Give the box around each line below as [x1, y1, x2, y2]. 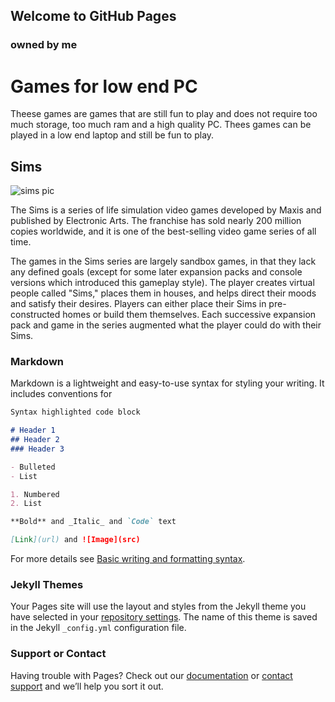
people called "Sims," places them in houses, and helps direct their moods [10, 287, 317, 299]
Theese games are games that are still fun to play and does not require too [10, 108, 318, 120]
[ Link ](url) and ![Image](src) [10, 535, 141, 545]
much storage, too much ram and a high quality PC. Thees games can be [10, 119, 312, 131]
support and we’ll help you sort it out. [10, 680, 164, 692]
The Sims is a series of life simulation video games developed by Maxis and [10, 204, 322, 216]
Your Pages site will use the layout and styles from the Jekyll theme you [10, 600, 307, 613]
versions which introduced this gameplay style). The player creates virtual [10, 277, 315, 289]
